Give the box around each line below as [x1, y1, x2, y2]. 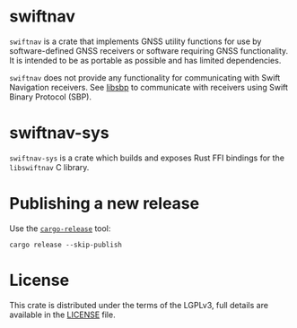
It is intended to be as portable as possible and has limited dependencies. [9, 55, 282, 65]
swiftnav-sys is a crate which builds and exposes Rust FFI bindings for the [9, 152, 285, 163]
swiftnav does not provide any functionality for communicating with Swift [9, 72, 281, 82]
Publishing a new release [9, 194, 200, 214]
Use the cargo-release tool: [9, 222, 111, 234]
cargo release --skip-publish [9, 240, 123, 249]
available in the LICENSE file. [9, 309, 116, 320]
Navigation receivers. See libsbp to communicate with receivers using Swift [9, 82, 289, 92]
